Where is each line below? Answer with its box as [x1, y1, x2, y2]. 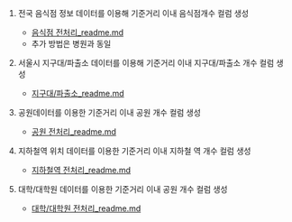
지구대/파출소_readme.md [31, 88, 124, 98]
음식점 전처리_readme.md [31, 27, 124, 38]
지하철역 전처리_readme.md [31, 165, 132, 175]
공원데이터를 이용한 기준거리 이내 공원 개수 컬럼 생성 [17, 107, 201, 117]
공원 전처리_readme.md [31, 126, 117, 137]
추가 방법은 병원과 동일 [31, 39, 112, 49]
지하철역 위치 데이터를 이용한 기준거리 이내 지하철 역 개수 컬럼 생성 [17, 145, 251, 156]
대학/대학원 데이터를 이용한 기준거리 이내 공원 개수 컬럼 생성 [17, 184, 228, 194]
